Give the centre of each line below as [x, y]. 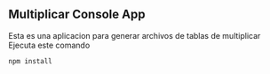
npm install [30, 61]
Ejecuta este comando [49, 45]
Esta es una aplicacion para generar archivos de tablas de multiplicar [135, 35]
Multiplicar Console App [77, 15]
